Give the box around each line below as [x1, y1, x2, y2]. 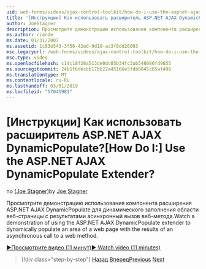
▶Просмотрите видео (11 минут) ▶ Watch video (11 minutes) [6, 243, 161, 251]
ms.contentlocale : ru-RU [6, 77, 70, 83]
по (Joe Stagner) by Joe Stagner [6, 188, 88, 195]
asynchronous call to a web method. [6, 232, 98, 239]
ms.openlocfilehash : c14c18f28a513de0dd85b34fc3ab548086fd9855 [6, 60, 172, 66]
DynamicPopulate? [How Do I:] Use [6, 142, 186, 155]
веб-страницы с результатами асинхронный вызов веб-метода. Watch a [6, 212, 195, 219]
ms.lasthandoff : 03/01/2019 [6, 83, 78, 89]
